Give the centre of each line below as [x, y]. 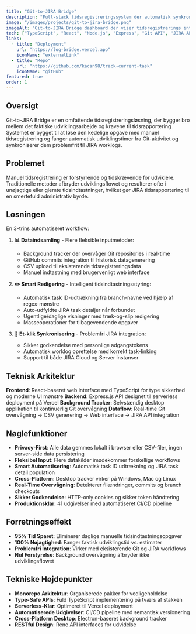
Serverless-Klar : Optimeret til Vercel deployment [73, 606]
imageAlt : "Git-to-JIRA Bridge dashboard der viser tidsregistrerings [94, 28]
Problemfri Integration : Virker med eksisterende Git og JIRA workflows [100, 549]
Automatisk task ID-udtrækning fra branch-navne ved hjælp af [98, 298]
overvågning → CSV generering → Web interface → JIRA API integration [93, 415]
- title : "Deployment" [39, 44]
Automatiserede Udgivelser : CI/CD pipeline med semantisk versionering [102, 612]
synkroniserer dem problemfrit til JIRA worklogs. [64, 145]
